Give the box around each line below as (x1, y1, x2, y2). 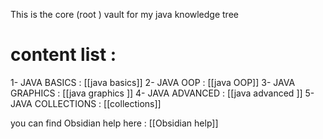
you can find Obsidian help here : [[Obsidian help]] (10, 117, 219, 129)
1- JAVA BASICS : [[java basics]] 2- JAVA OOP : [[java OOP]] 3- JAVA (10, 76, 296, 88)
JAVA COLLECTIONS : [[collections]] (10, 97, 162, 109)
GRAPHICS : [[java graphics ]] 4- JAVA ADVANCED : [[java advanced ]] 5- (10, 87, 315, 99)
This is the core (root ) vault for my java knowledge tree (10, 9, 239, 20)
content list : (10, 44, 117, 66)
